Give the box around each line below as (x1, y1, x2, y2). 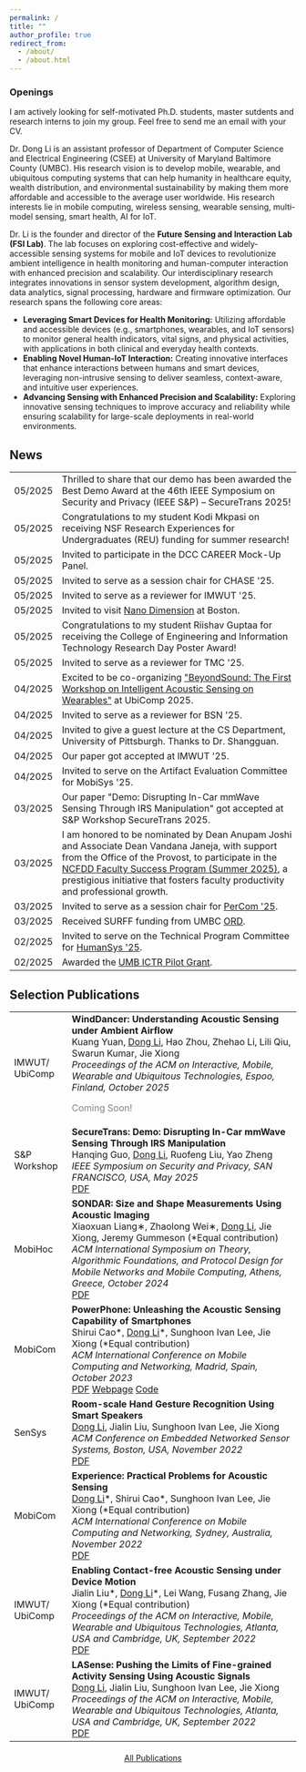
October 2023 (71, 1371, 134, 1384)
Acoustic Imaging (71, 1208, 150, 1221)
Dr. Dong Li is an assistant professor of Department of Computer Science (9, 143, 284, 155)
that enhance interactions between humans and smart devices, (22, 363, 260, 374)
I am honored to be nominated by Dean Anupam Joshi (62, 828, 292, 841)
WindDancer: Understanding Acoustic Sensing (71, 1012, 280, 1025)
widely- (229, 239, 259, 250)
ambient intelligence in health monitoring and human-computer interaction (9, 258, 289, 269)
